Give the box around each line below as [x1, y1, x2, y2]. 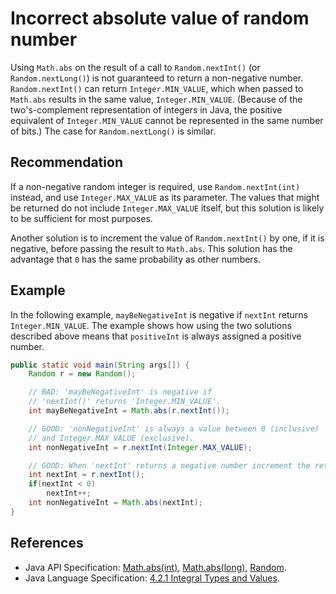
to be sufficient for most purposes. [10, 212, 153, 224]
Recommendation [10, 154, 123, 171]
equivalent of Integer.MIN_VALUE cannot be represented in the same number [10, 114, 324, 126]
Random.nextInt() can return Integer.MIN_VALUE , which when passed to [10, 82, 304, 94]
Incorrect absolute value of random [10, 7, 310, 30]
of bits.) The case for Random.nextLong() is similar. [10, 125, 217, 137]
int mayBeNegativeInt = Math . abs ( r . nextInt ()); [28, 406, 230, 416]
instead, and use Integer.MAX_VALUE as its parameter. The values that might [10, 191, 320, 203]
